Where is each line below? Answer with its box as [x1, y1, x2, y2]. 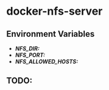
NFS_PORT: [15, 51, 46, 59]
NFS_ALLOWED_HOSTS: [15, 58, 79, 65]
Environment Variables [6, 29, 95, 39]
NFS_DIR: [15, 45, 40, 52]
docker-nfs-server [6, 4, 103, 18]
